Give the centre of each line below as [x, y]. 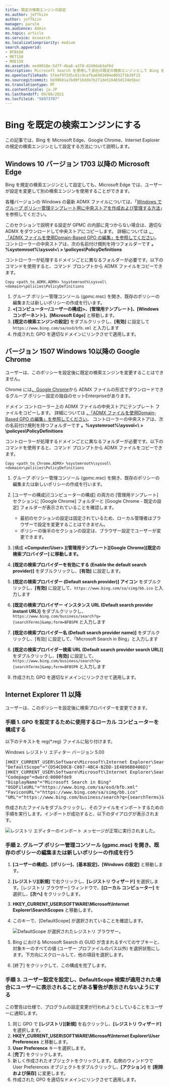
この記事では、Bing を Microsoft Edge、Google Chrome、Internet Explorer [82, 140]
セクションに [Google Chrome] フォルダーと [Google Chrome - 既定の [85, 501]
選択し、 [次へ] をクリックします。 [48, 894]
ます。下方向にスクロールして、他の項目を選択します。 [69, 955]
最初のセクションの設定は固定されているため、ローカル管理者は [86, 518]
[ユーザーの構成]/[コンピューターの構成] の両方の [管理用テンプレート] [85, 495]
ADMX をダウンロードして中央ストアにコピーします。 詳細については [77, 231]
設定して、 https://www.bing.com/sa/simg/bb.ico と [106, 588]
